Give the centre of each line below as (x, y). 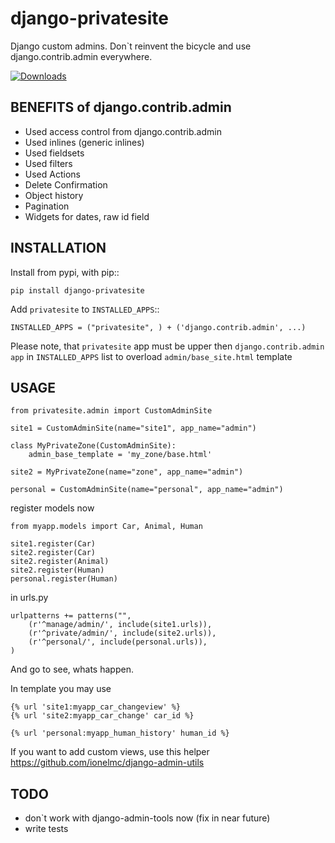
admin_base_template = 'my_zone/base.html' (120, 455)
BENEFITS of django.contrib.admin (121, 107)
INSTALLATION (58, 248)
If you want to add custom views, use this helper (110, 752)
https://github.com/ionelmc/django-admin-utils (107, 763)
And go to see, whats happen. (72, 669)
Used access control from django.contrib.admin (123, 131)
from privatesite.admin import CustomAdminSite (111, 411)
